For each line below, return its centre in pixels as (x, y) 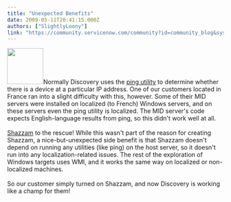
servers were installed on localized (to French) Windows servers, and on (110, 104)
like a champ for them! (39, 191)
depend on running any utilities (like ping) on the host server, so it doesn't (112, 147)
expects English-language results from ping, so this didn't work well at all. (112, 118)
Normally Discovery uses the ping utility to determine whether (131, 82)
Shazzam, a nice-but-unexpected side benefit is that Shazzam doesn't (107, 140)
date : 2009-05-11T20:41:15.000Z (53, 20)
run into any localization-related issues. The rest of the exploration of (105, 155)
